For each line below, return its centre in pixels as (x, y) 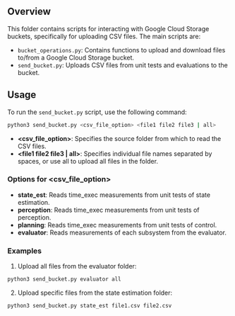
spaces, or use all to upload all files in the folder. (88, 161)
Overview (29, 12)
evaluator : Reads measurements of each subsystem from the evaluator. (122, 232)
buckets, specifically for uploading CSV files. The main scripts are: (104, 36)
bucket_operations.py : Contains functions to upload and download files (121, 50)
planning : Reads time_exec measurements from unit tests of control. (117, 225)
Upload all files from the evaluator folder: (77, 266)
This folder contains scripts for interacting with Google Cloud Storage (108, 28)
